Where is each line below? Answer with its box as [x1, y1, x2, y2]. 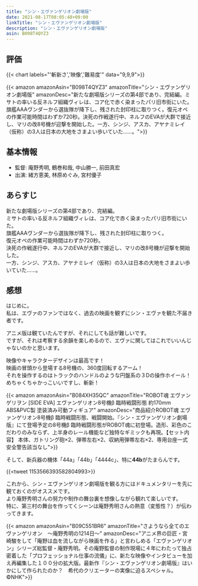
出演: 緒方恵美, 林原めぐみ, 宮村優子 [14, 171, 102, 178]
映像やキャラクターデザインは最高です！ [6, 357, 105, 364]
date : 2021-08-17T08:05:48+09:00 [6, 14, 89, 20]
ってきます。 [6, 510, 37, 517]
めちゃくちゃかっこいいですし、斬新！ [6, 379, 99, 386]
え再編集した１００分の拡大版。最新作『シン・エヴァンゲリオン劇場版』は [6, 559, 187, 566]
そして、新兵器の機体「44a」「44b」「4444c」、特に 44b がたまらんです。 [6, 456, 183, 463]
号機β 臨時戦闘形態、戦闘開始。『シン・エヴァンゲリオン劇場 [40, 414, 187, 421]
